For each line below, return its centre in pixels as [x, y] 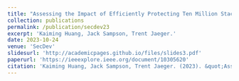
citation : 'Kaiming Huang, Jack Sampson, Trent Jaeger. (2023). [105, 66]
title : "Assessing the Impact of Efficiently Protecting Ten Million [113, 14]
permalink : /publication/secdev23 [59, 27]
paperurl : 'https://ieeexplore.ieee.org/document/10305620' [99, 60]
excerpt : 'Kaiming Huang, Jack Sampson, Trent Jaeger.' [92, 33]
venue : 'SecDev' [31, 46]
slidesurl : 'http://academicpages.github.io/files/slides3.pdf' [105, 54]
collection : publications [46, 20]
